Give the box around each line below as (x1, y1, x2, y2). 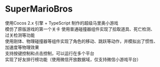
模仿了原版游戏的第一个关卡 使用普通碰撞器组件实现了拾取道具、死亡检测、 (5, 26, 155, 32)
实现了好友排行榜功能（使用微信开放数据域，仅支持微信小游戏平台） (5, 56, 141, 62)
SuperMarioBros (5, 3, 73, 15)
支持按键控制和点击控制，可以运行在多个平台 (5, 50, 95, 56)
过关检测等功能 (5, 32, 35, 38)
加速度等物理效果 (5, 44, 39, 50)
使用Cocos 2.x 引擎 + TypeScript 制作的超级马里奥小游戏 (5, 20, 119, 26)
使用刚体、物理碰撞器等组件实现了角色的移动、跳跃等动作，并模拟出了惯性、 (5, 38, 158, 44)
